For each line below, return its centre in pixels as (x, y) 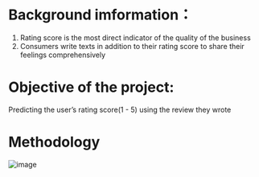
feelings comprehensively (63, 55)
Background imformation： (101, 15)
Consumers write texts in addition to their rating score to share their (132, 46)
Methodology (54, 142)
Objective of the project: (91, 87)
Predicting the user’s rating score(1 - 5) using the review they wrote (120, 109)
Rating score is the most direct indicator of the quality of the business (135, 37)
